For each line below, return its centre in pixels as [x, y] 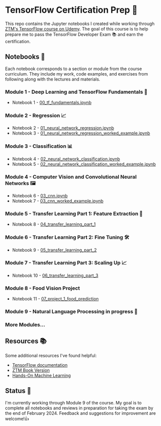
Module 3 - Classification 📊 [39, 146]
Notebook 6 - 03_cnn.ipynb [40, 195]
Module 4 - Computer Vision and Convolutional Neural [71, 177]
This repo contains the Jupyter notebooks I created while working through [80, 24]
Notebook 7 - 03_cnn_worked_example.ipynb [58, 201]
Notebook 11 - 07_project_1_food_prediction [55, 299]
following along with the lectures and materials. [53, 79]
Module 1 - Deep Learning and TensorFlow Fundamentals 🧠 [76, 92]
